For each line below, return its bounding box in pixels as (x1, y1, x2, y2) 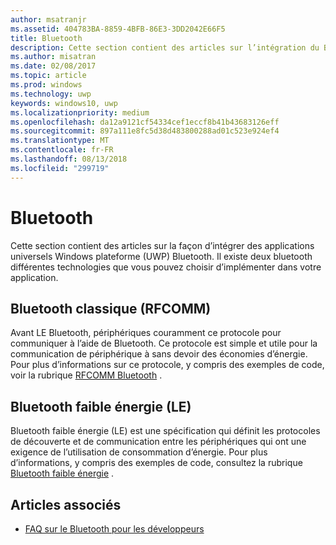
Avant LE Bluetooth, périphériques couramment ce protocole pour (10, 327, 282, 339)
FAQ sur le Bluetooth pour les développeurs (24, 523, 205, 535)
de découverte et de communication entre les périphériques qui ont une (10, 436, 307, 448)
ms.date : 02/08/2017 (10, 61, 97, 71)
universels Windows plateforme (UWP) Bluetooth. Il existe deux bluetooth (10, 250, 313, 262)
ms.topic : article (10, 71, 87, 81)
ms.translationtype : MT (10, 136, 110, 146)
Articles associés (10, 496, 122, 513)
